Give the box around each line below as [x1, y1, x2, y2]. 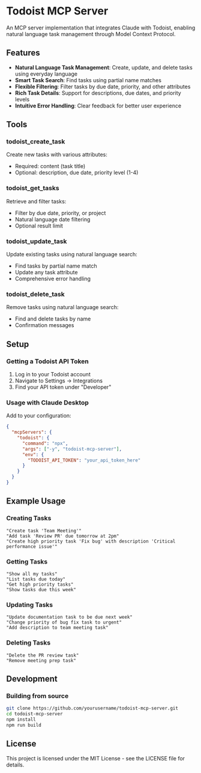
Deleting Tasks [6, 639, 51, 647]
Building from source [6, 691, 69, 700]
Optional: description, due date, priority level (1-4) [14, 169, 139, 176]
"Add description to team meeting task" [6, 625, 109, 631]
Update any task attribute [14, 269, 78, 276]
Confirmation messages [14, 322, 74, 329]
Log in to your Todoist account [14, 371, 91, 378]
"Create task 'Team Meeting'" [6, 528, 82, 534]
